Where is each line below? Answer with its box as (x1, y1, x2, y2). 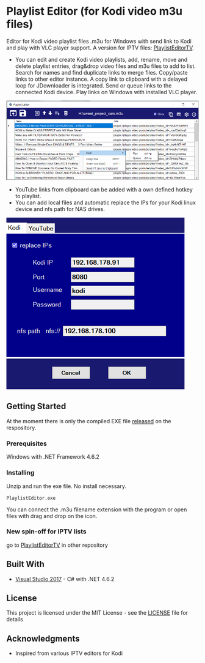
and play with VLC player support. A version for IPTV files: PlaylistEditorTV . (6, 44, 194, 51)
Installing (6, 469, 35, 477)
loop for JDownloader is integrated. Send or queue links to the (15, 81, 172, 89)
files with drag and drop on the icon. (6, 512, 98, 519)
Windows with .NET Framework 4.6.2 (6, 453, 99, 461)
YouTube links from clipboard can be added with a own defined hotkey (15, 186, 193, 193)
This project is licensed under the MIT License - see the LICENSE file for (6, 609, 188, 617)
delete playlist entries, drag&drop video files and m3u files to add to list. (15, 62, 196, 70)
